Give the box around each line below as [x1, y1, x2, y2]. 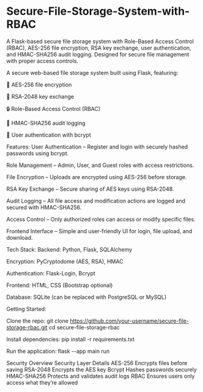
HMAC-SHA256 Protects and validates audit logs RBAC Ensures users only [6, 372, 195, 380]
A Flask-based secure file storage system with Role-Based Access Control [6, 37, 194, 45]
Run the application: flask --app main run [6, 347, 110, 355]
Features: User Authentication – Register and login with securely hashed [6, 143, 188, 150]
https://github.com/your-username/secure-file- [70, 317, 190, 325]
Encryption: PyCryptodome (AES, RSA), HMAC [6, 258, 124, 265]
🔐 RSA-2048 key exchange [6, 93, 75, 100]
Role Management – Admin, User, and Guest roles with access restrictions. [6, 161, 194, 169]
